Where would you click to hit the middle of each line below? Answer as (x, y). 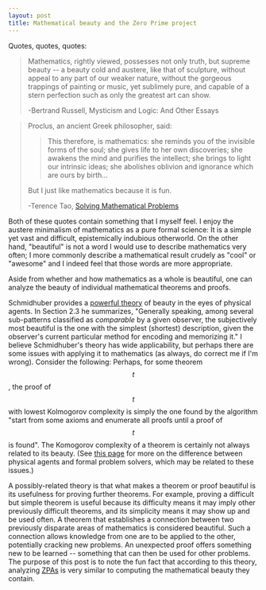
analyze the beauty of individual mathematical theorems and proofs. (120, 287)
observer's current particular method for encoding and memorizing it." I (125, 336)
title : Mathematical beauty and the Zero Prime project (102, 23)
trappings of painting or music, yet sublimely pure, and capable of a (139, 86)
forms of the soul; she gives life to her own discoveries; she (145, 149)
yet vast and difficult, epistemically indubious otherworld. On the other (123, 238)
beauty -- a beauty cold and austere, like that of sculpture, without (137, 69)
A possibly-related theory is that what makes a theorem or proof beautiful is (132, 485)
